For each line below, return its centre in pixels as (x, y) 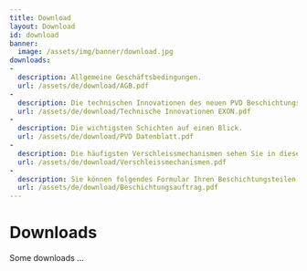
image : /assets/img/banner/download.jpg (95, 52)
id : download (34, 35)
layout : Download (42, 26)
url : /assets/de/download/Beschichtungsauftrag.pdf (118, 188)
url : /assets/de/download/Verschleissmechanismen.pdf (122, 162)
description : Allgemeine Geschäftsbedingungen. (110, 78)
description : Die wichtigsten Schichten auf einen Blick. (131, 129)
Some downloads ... (47, 258)
